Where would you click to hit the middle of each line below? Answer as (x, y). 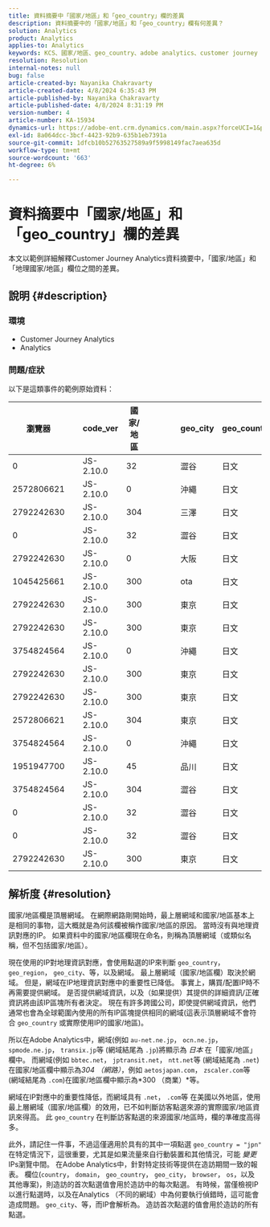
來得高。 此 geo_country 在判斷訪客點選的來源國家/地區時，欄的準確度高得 (138, 1117)
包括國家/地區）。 (64, 945)
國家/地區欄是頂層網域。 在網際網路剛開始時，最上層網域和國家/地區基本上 (132, 915)
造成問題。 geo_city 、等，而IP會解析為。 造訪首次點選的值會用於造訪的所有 (133, 1204)
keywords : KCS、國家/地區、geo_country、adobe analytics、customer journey (133, 53)
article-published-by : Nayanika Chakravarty (84, 98)
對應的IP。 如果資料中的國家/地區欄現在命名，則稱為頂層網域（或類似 (130, 935)
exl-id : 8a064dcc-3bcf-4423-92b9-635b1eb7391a (88, 135)
